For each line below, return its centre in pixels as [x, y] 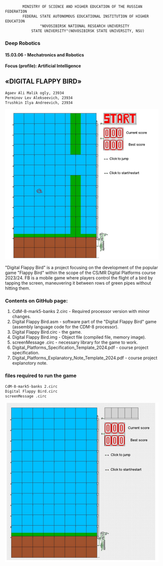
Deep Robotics [23, 43]
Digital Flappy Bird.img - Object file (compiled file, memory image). [79, 337]
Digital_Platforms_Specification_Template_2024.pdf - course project [80, 347]
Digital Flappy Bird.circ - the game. [47, 332]
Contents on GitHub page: [36, 301]
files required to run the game [41, 376]
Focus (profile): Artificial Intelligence [43, 66]
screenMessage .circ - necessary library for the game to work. [75, 343]
